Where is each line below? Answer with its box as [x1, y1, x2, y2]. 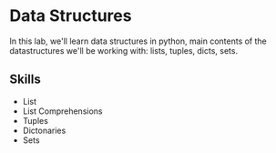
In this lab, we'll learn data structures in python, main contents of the [9, 36, 267, 46]
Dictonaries [22, 125, 66, 136]
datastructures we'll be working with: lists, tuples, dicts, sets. [9, 45, 239, 56]
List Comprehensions [22, 106, 103, 117]
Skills [9, 72, 41, 87]
